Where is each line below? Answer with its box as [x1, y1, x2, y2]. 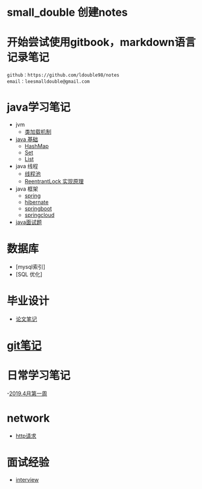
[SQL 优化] [15, 271, 43, 278]
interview [15, 476, 39, 483]
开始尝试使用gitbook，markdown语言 [7, 36, 196, 49]
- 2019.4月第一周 [7, 390, 48, 397]
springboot [24, 205, 52, 212]
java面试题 [15, 218, 42, 226]
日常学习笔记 [7, 369, 71, 382]
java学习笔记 [7, 100, 71, 114]
